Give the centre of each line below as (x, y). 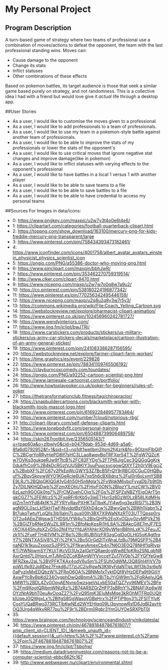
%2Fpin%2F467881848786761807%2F (53, 641)
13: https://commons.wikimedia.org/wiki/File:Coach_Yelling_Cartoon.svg (86, 306)
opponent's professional (37, 169)
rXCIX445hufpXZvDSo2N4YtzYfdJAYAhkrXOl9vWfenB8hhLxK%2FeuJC (87, 529)
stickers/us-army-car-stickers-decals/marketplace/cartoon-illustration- (86, 338)
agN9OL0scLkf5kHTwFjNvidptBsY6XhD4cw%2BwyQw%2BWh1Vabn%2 (87, 508)
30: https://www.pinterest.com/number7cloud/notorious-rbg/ (75, 417)
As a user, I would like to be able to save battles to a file (69, 190)
